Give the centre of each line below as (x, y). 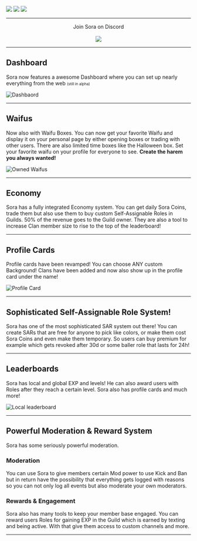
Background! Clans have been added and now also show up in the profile (94, 270)
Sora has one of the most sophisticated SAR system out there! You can (91, 326)
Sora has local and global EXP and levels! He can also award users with (92, 383)
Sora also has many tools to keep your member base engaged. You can (92, 514)
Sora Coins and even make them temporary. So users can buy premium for (96, 339)
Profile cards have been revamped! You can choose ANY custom (84, 264)
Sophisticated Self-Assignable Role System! (89, 312)
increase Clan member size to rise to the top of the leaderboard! (84, 226)
